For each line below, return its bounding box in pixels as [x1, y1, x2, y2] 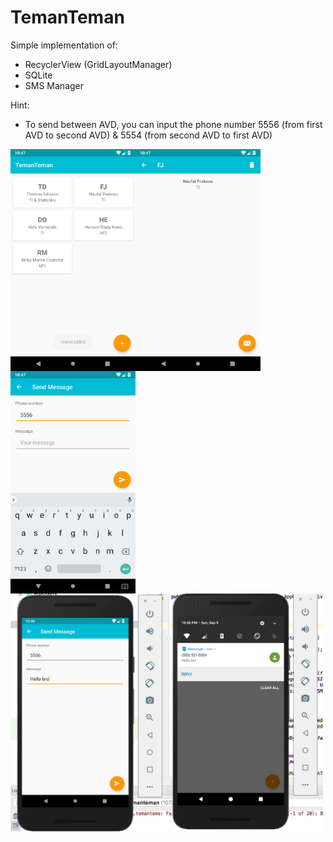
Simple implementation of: [10, 39, 118, 51]
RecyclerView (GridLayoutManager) [24, 58, 173, 70]
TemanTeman [10, 6, 125, 29]
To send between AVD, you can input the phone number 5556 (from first [24, 118, 323, 130]
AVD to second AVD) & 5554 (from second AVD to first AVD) [24, 129, 273, 141]
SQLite [24, 69, 53, 81]
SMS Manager [24, 79, 85, 91]
